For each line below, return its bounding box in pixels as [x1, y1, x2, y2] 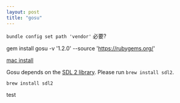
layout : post [6, 9, 40, 15]
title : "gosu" [6, 15, 43, 21]
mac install [6, 56, 34, 64]
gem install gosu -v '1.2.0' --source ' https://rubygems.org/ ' [6, 44, 156, 52]
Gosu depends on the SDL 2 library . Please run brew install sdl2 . [6, 68, 174, 75]
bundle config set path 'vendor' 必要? [6, 32, 107, 40]
